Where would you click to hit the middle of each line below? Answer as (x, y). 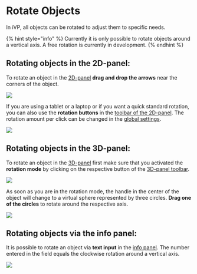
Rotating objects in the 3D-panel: (68, 148)
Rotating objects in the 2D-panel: (68, 63)
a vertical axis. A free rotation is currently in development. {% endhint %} (95, 45)
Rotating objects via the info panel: (72, 233)
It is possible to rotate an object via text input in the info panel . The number (98, 247)
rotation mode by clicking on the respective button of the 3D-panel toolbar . (98, 169)
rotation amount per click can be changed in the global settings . (84, 118)
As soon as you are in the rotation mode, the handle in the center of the (93, 191)
